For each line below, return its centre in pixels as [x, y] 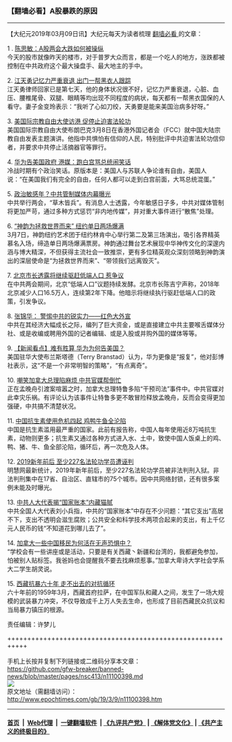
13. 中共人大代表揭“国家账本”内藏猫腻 [60, 502]
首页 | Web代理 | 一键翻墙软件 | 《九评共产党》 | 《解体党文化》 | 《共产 [112, 723]
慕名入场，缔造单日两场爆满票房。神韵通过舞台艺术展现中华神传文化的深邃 [113, 243]
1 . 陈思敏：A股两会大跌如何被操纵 [56, 48]
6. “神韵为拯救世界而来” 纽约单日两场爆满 [66, 226]
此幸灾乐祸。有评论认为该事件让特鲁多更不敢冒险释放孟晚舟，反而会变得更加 [116, 398]
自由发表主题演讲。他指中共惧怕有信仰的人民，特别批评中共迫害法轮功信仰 [119, 139]
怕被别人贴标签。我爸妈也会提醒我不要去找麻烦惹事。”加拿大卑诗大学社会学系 [116, 560]
